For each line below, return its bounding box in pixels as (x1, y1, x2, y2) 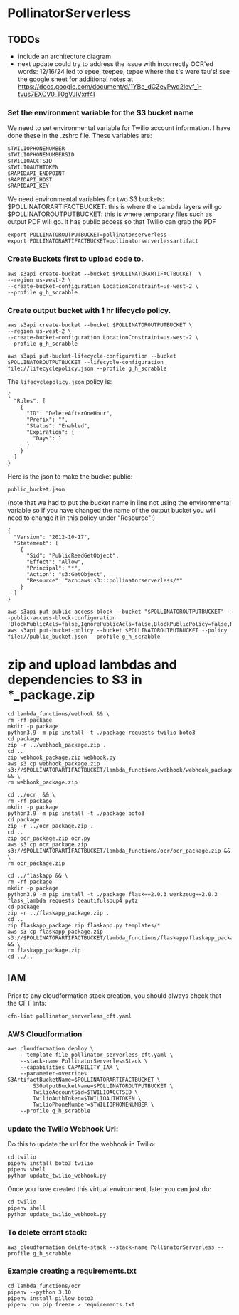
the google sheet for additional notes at (17, 75, 134, 83)
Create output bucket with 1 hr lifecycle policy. (7, 305, 171, 315)
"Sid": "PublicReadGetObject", (26, 552, 119, 559)
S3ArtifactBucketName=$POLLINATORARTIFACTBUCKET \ (7, 1076, 161, 1083)
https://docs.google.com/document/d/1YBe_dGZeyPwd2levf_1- (17, 82, 203, 90)
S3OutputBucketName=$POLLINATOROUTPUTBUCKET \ (33, 1082, 174, 1090)
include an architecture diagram (17, 52, 112, 60)
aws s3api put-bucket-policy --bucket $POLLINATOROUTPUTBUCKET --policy (7, 627, 228, 634)
